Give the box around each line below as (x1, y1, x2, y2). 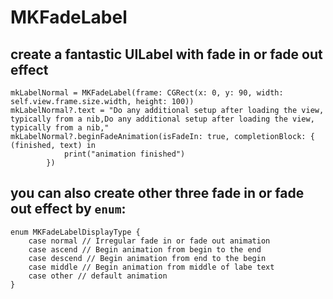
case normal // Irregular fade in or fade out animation (28, 236, 271, 246)
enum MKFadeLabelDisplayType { (10, 227, 141, 237)
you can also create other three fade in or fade (10, 185, 305, 202)
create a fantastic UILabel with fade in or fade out (10, 46, 323, 63)
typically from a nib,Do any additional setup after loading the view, (10, 114, 315, 124)
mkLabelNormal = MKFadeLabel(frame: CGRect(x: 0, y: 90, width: (10, 88, 284, 98)
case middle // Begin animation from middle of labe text (28, 262, 275, 272)
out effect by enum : (10, 201, 127, 218)
